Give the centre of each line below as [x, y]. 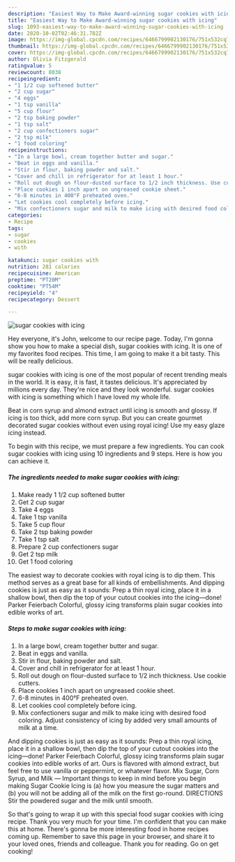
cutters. [29, 683]
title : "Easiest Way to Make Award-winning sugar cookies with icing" [113, 20]
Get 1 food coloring [45, 562]
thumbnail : [24, 46]
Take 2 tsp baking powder [55, 532]
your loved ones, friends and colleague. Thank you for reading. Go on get [113, 844]
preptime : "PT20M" [35, 280]
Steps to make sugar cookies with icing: [67, 628]
